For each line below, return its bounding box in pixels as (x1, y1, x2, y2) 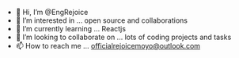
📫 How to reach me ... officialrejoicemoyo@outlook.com (15, 42, 200, 50)
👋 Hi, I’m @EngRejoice (15, 8, 89, 16)
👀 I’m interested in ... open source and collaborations (15, 16, 188, 25)
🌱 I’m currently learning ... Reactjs (15, 24, 127, 33)
